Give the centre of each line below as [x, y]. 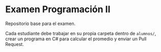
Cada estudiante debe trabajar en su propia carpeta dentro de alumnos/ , [81, 33]
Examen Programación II [58, 9]
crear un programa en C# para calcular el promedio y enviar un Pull [76, 39]
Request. [15, 44]
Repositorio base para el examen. [40, 23]
